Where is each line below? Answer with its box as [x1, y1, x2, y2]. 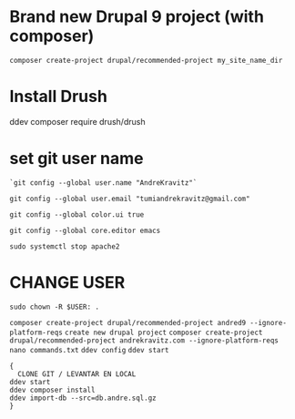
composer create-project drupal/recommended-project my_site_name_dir [9, 56, 283, 65]
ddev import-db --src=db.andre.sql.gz [9, 393, 157, 403]
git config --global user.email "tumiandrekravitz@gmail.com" [9, 194, 250, 203]
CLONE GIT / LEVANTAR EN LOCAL [17, 369, 137, 379]
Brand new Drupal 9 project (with [9, 6, 264, 27]
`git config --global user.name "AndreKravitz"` [9, 178, 198, 188]
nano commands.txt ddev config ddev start [9, 345, 169, 354]
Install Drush [9, 87, 107, 107]
